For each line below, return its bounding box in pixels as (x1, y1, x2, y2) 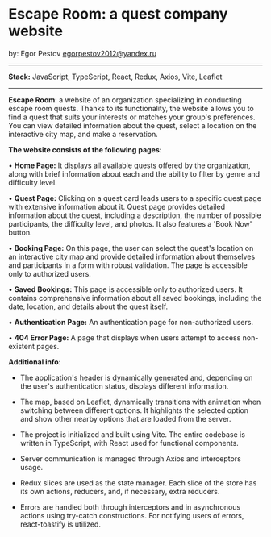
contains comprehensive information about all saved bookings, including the (8, 293, 262, 302)
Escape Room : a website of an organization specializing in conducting (8, 94, 242, 105)
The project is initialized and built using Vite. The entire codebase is (19, 429, 246, 439)
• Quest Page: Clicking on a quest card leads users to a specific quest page (8, 193, 262, 202)
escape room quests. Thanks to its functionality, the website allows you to (8, 103, 254, 113)
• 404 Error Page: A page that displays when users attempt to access (8, 332, 241, 343)
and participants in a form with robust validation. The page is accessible (8, 260, 248, 270)
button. (8, 227, 32, 237)
